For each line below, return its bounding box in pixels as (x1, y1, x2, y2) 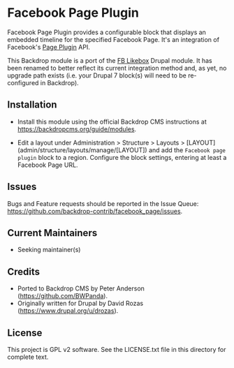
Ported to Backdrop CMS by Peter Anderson (17, 284, 145, 293)
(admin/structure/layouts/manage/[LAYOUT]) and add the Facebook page (17, 145, 226, 154)
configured (7, 78, 39, 87)
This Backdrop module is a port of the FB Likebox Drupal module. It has (7, 56, 212, 64)
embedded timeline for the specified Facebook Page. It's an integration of (7, 35, 220, 43)
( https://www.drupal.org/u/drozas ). (17, 307, 119, 315)
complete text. (7, 353, 49, 361)
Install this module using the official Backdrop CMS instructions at (17, 117, 207, 126)
